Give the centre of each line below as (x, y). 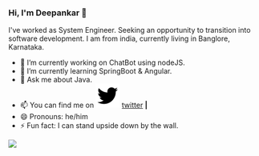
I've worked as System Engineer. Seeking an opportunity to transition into (129, 30)
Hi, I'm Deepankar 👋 (48, 13)
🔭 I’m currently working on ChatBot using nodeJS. (103, 62)
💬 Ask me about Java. (56, 80)
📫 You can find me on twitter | (84, 105)
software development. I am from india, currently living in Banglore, (119, 38)
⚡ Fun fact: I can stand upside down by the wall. (99, 126)
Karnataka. (26, 47)
